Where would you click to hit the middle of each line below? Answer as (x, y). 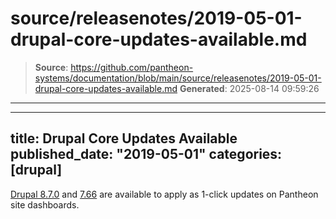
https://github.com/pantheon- (132, 67)
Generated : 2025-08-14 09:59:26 (249, 88)
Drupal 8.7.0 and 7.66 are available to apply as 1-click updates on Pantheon (164, 194)
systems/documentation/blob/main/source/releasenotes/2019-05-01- (178, 78)
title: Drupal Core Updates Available (124, 138)
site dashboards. (45, 204)
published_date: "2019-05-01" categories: (146, 154)
